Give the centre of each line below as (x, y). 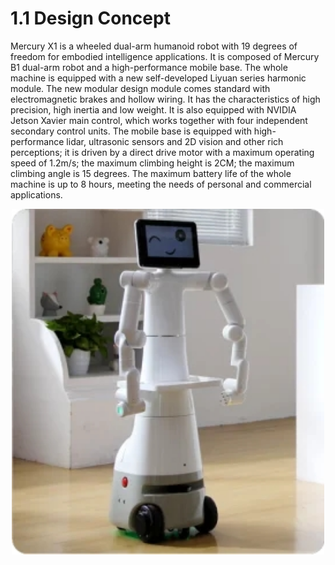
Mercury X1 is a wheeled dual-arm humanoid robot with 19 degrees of (154, 46)
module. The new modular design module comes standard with (140, 88)
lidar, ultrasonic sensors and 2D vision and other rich (175, 141)
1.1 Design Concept (90, 18)
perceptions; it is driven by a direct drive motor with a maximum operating (162, 152)
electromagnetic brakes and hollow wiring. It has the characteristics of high (165, 99)
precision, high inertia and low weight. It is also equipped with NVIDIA (153, 109)
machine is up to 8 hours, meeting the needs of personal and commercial (161, 184)
